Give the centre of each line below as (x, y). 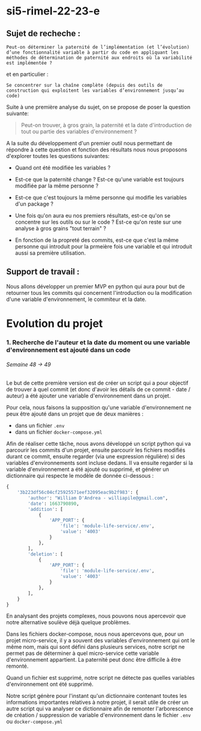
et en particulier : (27, 74)
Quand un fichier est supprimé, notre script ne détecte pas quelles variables (100, 678)
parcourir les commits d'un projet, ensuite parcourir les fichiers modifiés (96, 450)
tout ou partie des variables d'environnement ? (79, 131)
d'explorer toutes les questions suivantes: (58, 156)
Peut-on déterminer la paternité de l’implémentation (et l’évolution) (98, 47)
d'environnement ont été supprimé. (50, 684)
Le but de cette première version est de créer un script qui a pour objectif (97, 383)
